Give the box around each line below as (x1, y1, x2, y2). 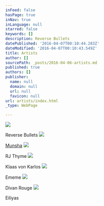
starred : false (5, 27, 38, 32)
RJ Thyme (5, 153, 27, 159)
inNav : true (5, 17, 31, 22)
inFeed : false (5, 7, 36, 13)
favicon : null (10, 93, 40, 99)
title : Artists (5, 50, 38, 55)
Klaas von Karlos (5, 164, 41, 170)
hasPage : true (5, 12, 36, 17)
